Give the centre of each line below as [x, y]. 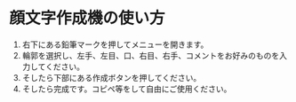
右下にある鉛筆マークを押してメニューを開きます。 [115, 44]
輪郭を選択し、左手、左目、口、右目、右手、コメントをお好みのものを [151, 55]
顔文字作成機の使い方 [88, 18]
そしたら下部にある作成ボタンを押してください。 [112, 77]
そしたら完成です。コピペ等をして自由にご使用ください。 [127, 89]
